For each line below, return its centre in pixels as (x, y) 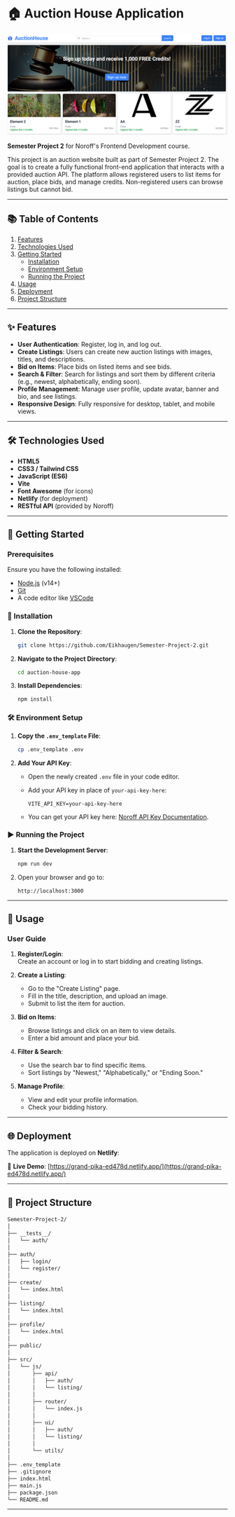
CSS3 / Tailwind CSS (48, 468)
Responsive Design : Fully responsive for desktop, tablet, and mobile (116, 404)
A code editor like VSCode (55, 598)
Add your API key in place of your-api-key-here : (97, 790)
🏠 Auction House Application (95, 14)
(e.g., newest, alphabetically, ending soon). (79, 381)
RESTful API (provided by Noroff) (65, 506)
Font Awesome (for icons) (55, 490)
